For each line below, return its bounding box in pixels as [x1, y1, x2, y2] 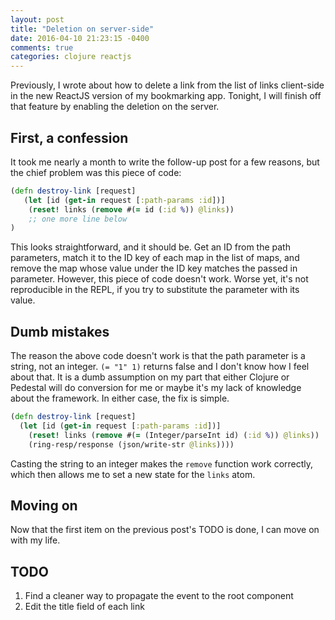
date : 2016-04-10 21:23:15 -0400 [10, 33, 150, 43]
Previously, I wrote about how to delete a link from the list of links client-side [10, 79, 325, 91]
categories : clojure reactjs [10, 52, 132, 62]
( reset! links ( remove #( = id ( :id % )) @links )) [28, 204, 235, 215]
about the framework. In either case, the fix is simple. [10, 392, 230, 405]
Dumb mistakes [10, 323, 110, 340]
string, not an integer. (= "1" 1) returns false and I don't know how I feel [10, 361, 310, 373]
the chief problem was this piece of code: [10, 166, 182, 178]
